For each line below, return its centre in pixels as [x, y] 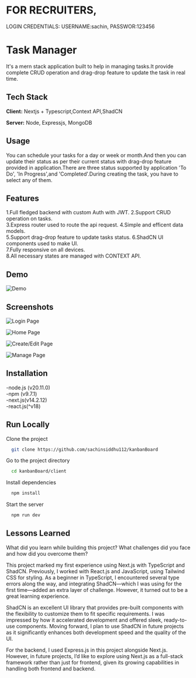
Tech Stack [27, 97]
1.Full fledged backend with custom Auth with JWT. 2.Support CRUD [89, 213]
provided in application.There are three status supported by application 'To [96, 167]
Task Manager [42, 50]
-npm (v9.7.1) [22, 393]
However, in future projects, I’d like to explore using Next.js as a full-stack [94, 656]
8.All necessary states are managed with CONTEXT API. [74, 256]
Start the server [25, 505]
